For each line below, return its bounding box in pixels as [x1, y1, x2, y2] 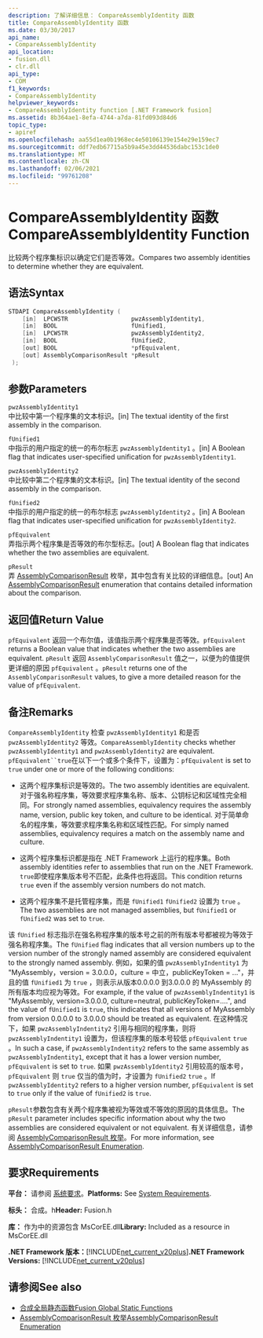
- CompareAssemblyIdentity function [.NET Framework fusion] [8, 107, 213, 115]
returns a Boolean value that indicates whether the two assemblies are [8, 644, 236, 654]
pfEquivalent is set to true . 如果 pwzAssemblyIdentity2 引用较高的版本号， [8, 1061, 248, 1071]
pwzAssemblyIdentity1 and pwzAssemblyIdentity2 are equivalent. [8, 746, 215, 756]
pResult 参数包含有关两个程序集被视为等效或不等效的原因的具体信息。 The [8, 1105, 245, 1114]
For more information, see [130, 1133, 214, 1142]
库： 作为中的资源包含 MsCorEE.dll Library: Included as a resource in [8, 1222, 230, 1231]
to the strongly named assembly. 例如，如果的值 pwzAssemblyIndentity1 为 [8, 958, 249, 967]
